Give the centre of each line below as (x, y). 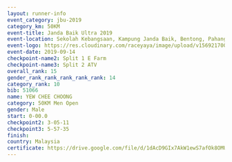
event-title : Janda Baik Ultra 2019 (60, 33)
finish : (18, 135)
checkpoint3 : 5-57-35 (38, 129)
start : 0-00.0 (28, 116)
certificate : (26, 148)
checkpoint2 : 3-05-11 (38, 122)
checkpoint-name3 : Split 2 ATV (52, 65)
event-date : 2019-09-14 (41, 52)
